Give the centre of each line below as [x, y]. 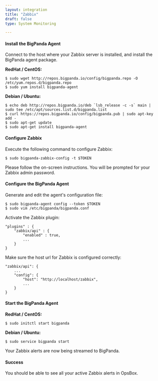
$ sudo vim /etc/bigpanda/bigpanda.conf [47, 208]
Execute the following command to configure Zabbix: [59, 149]
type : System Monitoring [31, 24]
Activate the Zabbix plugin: [33, 217]
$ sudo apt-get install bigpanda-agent [46, 127]
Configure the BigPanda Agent [37, 184]
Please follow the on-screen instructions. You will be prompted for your [78, 167]
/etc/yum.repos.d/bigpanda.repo [38, 83]
